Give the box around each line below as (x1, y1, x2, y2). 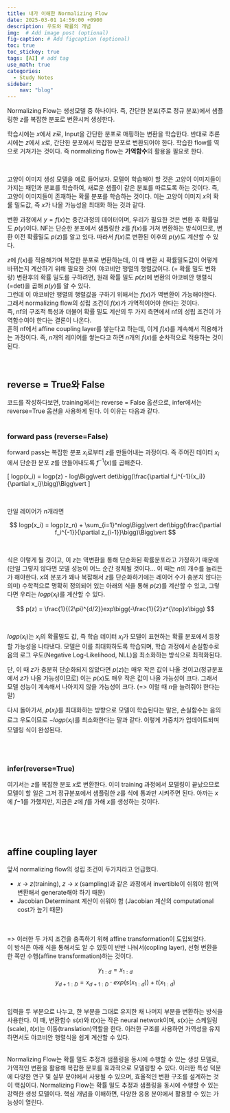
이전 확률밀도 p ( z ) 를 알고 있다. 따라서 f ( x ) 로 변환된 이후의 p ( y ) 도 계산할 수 (14, 233, 211, 241)
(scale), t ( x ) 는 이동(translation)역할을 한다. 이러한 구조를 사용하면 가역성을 (7, 1024, 208, 1032)
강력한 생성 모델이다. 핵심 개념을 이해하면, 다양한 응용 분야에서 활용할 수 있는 (7, 1089, 212, 1098)
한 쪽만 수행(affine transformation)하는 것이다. (7, 951, 134, 960)
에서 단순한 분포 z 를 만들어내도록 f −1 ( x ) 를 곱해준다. (7, 457, 143, 467)
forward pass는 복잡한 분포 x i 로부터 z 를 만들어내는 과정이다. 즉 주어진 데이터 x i (7, 448, 220, 458)
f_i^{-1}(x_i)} (170, 472, 206, 480)
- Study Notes (13, 74, 54, 81)
